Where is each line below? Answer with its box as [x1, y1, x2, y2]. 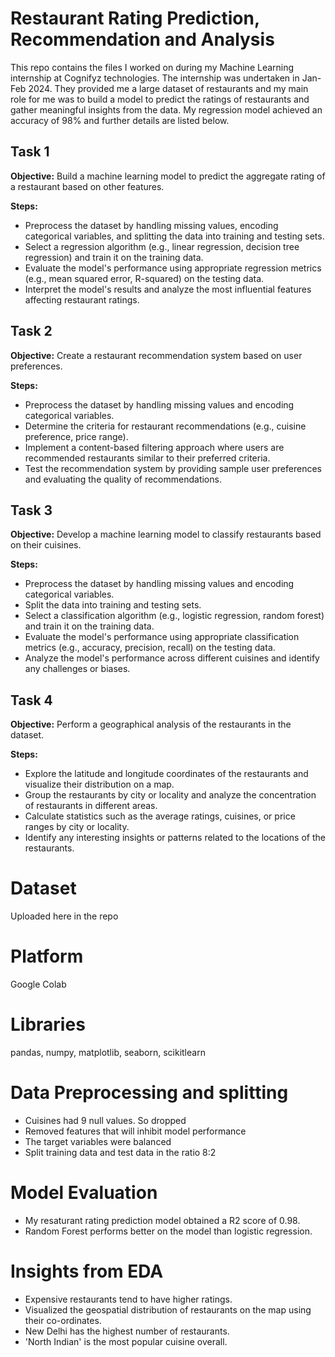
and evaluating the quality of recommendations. [24, 473, 222, 485]
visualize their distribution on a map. [24, 778, 175, 791]
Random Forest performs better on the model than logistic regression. [24, 1225, 313, 1237]
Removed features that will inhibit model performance [24, 1125, 247, 1137]
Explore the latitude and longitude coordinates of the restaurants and [24, 768, 309, 780]
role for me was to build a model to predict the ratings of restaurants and [10, 93, 310, 105]
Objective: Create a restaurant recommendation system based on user [10, 349, 303, 361]
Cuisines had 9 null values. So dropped [24, 1114, 187, 1126]
